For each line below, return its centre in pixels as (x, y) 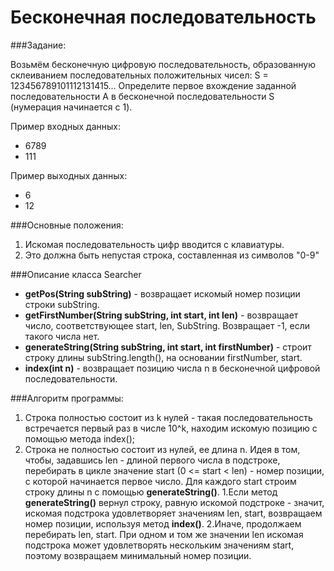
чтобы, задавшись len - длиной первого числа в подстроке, (152, 460)
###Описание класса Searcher (76, 274)
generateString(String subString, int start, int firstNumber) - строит (168, 347)
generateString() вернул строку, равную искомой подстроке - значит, (174, 502)
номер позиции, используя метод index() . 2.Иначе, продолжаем (163, 523)
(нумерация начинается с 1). (71, 107)
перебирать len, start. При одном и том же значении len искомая (164, 534)
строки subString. (62, 304)
